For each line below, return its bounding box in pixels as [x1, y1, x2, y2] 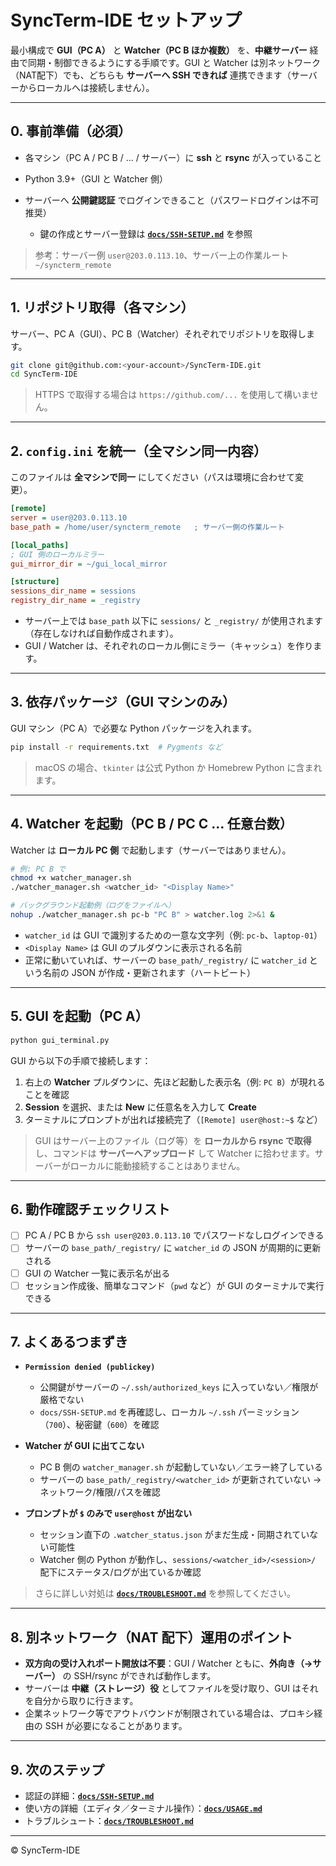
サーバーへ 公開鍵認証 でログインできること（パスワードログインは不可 [24, 194, 320, 206]
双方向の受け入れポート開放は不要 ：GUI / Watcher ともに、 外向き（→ [24, 1657, 313, 1670]
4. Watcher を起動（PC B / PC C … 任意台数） [10, 816, 293, 833]
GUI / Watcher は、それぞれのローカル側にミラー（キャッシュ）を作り [24, 640, 314, 651]
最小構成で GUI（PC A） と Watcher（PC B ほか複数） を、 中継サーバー [10, 44, 308, 56]
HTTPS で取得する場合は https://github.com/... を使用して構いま [34, 389, 310, 401]
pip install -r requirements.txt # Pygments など [10, 742, 223, 752]
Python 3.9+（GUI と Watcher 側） [24, 172, 169, 185]
